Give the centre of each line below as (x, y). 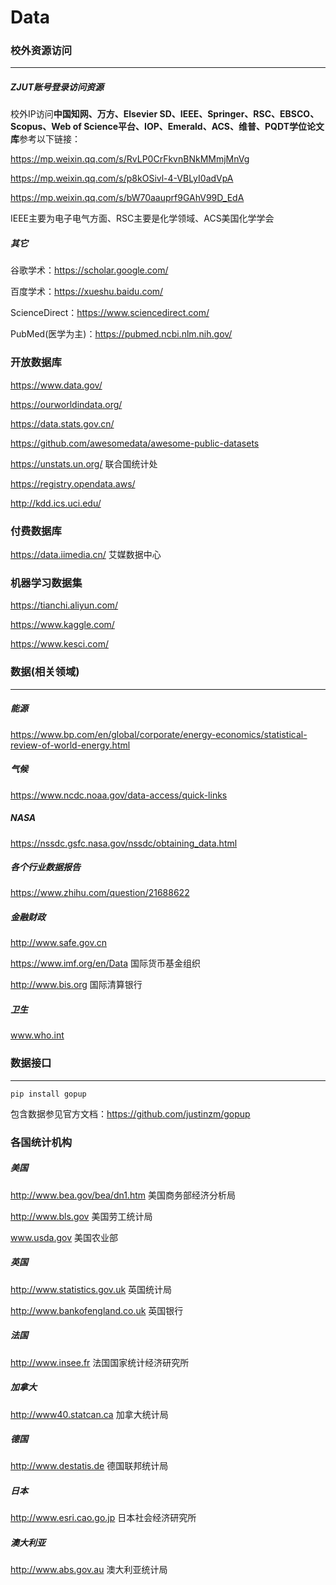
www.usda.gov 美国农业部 (64, 1237)
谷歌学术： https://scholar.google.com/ (89, 270)
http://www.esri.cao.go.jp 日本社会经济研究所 (103, 1518)
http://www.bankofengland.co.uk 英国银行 (97, 1310)
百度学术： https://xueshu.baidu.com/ (87, 292)
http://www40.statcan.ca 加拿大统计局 (89, 1414)
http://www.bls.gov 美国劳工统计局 (81, 1216)
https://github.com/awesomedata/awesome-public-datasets (135, 443)
